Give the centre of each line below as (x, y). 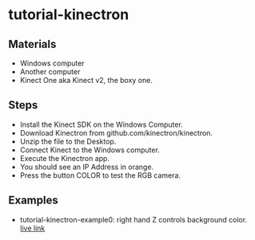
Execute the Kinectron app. (65, 158)
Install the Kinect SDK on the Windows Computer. (102, 124)
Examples (33, 201)
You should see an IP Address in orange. (87, 167)
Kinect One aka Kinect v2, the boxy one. (86, 80)
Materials (32, 44)
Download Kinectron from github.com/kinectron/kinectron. (116, 132)
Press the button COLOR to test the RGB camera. (100, 175)
